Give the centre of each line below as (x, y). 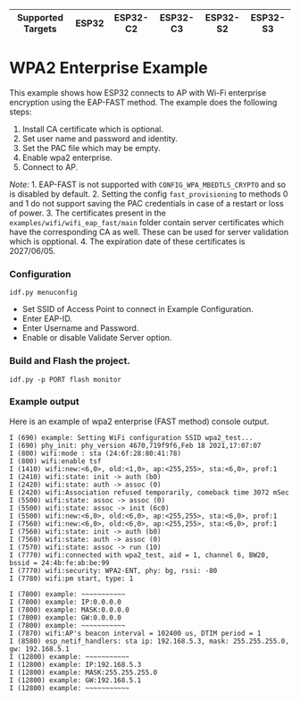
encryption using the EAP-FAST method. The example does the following (143, 102)
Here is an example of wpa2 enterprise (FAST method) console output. (139, 421)
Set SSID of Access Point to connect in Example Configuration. (138, 309)
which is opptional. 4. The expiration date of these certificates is (127, 241)
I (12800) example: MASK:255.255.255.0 (83, 672)
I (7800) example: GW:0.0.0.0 (66, 617)
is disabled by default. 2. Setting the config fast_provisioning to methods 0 (149, 194)
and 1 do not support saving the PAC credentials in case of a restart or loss (146, 203)
